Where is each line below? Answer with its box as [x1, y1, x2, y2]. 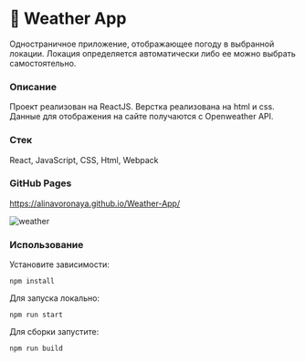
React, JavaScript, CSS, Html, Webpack [9, 154, 159, 165]
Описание [9, 80, 58, 93]
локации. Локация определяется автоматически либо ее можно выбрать [9, 47, 297, 58]
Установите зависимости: [9, 259, 110, 270]
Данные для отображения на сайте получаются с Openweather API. [9, 111, 274, 122]
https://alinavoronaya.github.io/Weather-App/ [9, 198, 181, 209]
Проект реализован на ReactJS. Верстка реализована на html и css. [9, 101, 276, 112]
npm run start [9, 310, 64, 320]
